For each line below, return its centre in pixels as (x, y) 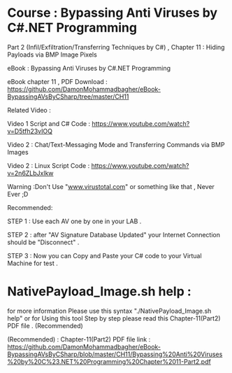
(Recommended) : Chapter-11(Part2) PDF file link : (79, 339)
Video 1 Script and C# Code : (49, 123)
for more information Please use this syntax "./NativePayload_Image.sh (109, 311)
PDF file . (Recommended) (45, 325)
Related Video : (29, 110)
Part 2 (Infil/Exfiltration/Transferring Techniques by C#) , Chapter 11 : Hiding (116, 47)
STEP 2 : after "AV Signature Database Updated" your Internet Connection (114, 234)
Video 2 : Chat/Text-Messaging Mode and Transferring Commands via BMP (116, 144)
